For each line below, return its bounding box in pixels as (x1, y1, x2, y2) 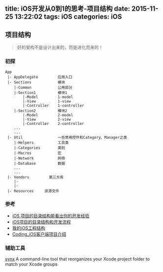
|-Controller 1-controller (23, 103, 84, 108)
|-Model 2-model (23, 112, 73, 118)
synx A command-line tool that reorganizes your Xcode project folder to (5, 256, 150, 262)
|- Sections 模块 (7, 80, 65, 85)
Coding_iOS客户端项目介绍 (12, 231, 67, 237)
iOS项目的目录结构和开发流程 (12, 219, 71, 224)
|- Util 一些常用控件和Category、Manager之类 (7, 135, 127, 140)
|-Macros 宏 (14, 150, 62, 155)
